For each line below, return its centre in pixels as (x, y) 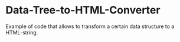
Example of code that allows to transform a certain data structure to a (90, 26)
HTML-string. (22, 32)
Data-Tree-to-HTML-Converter (83, 10)
